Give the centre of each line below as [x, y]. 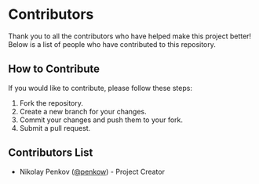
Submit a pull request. [55, 128]
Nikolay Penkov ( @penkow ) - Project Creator [92, 171]
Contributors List [51, 153]
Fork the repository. [51, 103]
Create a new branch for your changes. [83, 111]
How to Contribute [54, 69]
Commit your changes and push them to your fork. [101, 120]
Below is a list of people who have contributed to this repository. [112, 44]
